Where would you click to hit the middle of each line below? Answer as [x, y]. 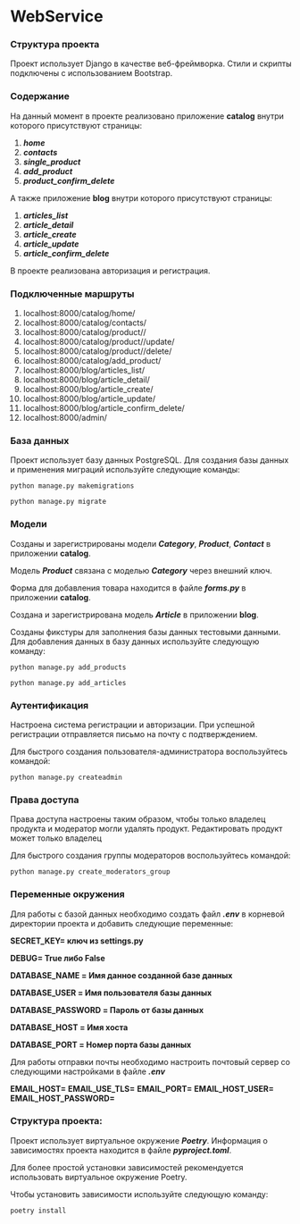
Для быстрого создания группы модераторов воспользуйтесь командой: [150, 856]
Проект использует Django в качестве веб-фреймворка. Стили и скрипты [151, 63]
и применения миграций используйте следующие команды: [125, 470]
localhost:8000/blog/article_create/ [88, 390]
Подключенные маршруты [72, 294]
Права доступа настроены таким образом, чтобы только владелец [138, 819]
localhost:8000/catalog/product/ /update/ [99, 342]
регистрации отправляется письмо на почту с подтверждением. [134, 734]
